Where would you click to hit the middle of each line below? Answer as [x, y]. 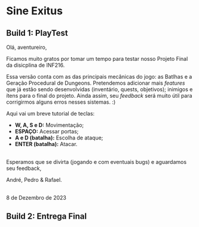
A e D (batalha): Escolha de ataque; [59, 138]
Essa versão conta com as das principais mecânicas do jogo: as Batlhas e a [99, 77]
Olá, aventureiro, [27, 47]
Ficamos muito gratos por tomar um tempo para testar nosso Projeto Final [97, 59]
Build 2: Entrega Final [47, 217]
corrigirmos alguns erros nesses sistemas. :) [61, 102]
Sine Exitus [34, 11]
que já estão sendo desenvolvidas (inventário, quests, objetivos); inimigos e [99, 89]
